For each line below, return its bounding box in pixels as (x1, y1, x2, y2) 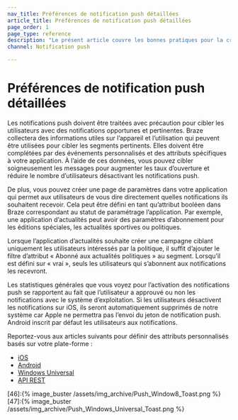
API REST (17, 375, 46, 384)
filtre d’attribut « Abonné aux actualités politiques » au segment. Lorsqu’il (7, 251, 221, 260)
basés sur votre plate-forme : (7, 339, 93, 348)
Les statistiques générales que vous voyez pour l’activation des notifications (7, 280, 230, 289)
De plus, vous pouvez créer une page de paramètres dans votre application (7, 185, 228, 194)
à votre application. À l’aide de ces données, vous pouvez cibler (7, 156, 193, 165)
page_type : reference (7, 30, 72, 38)
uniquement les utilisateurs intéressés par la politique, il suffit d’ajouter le (7, 244, 220, 253)
